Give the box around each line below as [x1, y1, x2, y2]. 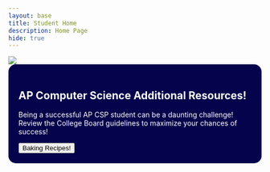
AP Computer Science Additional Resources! [18, 89, 247, 102]
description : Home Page [8, 26, 88, 34]
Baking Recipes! [22, 144, 72, 153]
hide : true [8, 34, 45, 42]
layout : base [8, 11, 52, 20]
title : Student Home [8, 19, 78, 27]
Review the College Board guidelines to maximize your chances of [18, 118, 238, 128]
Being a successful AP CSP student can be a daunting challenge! [18, 110, 234, 120]
